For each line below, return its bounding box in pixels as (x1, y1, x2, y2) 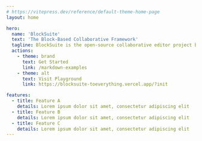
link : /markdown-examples (22, 64, 87, 70)
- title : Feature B (11, 109, 61, 115)
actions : (11, 48, 34, 54)
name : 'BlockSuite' (11, 31, 61, 37)
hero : (6, 25, 20, 31)
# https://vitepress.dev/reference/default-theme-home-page (6, 8, 161, 15)
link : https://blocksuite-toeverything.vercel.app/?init (22, 81, 168, 87)
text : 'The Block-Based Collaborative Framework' (11, 37, 138, 43)
